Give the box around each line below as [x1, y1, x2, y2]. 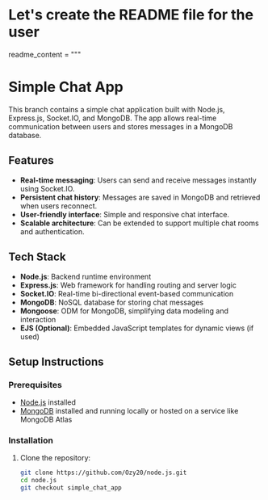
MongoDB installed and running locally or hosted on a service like [19, 406, 239, 416]
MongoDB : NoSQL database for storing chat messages [19, 297, 204, 307]
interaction [19, 314, 57, 324]
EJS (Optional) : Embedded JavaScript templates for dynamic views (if [19, 323, 254, 333]
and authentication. [19, 226, 85, 236]
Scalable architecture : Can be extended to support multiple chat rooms [19, 218, 260, 228]
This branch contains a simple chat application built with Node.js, [8, 104, 225, 114]
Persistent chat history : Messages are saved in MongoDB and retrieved [19, 192, 261, 202]
